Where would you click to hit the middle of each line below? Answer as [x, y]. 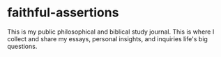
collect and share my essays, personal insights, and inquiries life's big [107, 38]
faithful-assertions [63, 13]
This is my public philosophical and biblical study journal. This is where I [111, 32]
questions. [22, 46]
